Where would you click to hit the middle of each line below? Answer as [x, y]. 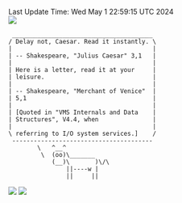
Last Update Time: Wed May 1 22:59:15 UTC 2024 [91, 12]
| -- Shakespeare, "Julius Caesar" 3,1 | [83, 56]
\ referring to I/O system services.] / [83, 133]
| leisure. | [83, 77]
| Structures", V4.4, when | [83, 120]
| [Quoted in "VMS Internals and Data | [83, 112]
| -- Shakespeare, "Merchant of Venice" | [83, 91]
